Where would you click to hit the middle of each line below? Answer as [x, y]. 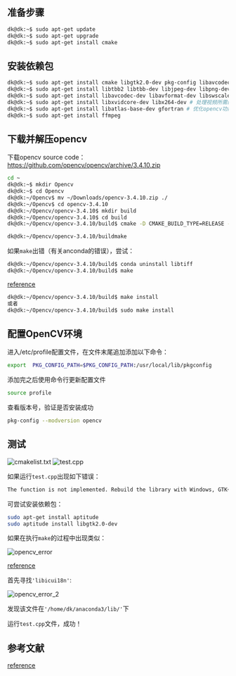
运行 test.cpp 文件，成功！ [45, 624]
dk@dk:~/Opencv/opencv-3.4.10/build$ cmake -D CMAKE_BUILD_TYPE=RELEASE [116, 224]
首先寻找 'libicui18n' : [39, 580]
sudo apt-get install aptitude [53, 517]
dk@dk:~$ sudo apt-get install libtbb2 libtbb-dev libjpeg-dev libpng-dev [119, 89]
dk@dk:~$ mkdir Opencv [40, 185]
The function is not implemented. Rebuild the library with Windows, [111, 490]
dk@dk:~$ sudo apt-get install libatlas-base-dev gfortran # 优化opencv [115, 109]
